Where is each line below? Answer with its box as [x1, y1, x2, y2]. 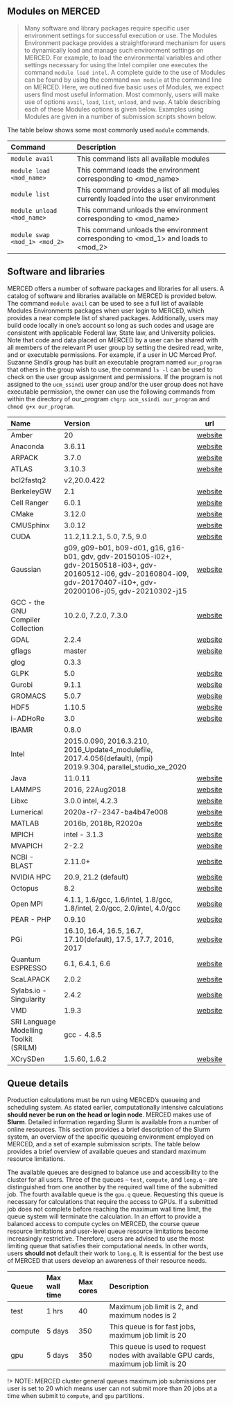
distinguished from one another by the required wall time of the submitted [7, 1183, 218, 1191]
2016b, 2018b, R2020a [63, 818, 143, 828]
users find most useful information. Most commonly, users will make [24, 90, 220, 98]
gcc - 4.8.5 [63, 1029, 102, 1039]
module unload [10, 207, 58, 214]
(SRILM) [10, 1042, 37, 1052]
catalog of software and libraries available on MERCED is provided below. [7, 291, 217, 300]
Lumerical [10, 807, 44, 816]
